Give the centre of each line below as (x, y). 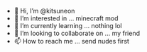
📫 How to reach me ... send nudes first (72, 41)
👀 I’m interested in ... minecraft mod (66, 18)
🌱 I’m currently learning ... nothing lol (68, 26)
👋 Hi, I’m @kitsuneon (44, 11)
